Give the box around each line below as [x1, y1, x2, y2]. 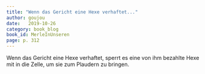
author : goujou [6, 15, 45, 21]
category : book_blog [6, 26, 59, 32]
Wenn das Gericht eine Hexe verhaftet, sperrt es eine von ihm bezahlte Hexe [6, 54, 199, 61]
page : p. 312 [6, 37, 40, 43]
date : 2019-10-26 [6, 20, 56, 26]
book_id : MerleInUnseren [6, 32, 70, 38]
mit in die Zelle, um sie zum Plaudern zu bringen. [6, 61, 130, 68]
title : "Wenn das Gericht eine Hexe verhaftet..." [6, 9, 138, 15]
